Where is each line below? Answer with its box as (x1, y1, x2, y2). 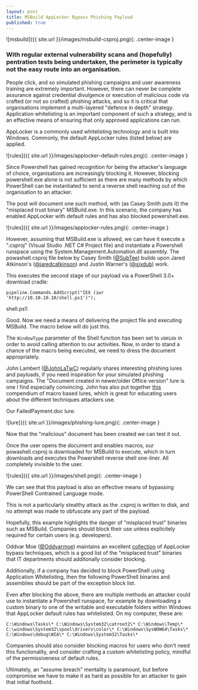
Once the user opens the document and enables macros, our (6, 441, 154, 449)
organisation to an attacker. (6, 188, 72, 196)
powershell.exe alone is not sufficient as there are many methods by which (6, 175, 187, 183)
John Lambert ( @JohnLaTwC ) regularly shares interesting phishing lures (6, 364, 183, 372)
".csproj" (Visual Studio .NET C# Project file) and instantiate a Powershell (6, 242, 183, 249)
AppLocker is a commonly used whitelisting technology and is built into (6, 128, 179, 135)
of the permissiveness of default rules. (6, 654, 100, 662)
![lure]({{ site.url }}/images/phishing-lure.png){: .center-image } (6, 419, 160, 426)
